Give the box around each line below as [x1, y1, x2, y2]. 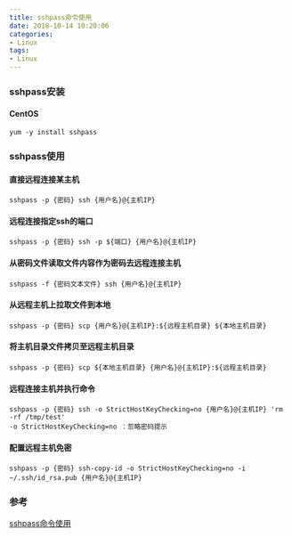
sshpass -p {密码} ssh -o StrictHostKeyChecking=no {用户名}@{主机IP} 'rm [9, 405, 283, 414]
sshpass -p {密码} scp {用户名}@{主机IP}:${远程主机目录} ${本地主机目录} [9, 321, 267, 330]
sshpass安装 [9, 85, 65, 98]
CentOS [9, 108, 39, 118]
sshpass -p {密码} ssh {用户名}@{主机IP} [9, 196, 156, 205]
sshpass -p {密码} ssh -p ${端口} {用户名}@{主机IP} [9, 238, 198, 247]
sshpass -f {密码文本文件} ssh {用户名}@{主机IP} [9, 280, 182, 289]
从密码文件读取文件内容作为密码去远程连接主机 [9, 257, 181, 268]
